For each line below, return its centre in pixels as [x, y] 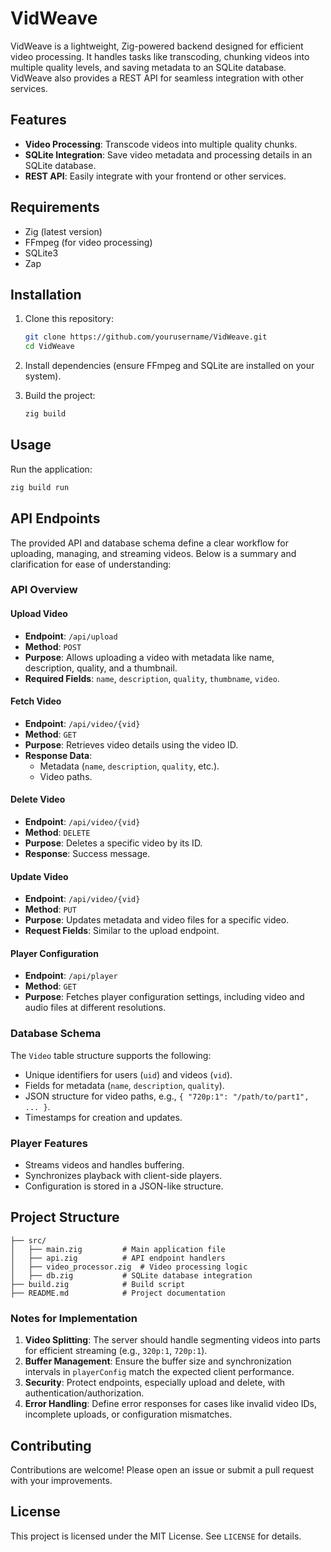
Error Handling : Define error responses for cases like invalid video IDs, [171, 1404]
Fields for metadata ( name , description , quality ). [124, 1085]
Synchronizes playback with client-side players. [123, 1176]
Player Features [49, 1143]
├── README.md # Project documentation [118, 1293]
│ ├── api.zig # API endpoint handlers [118, 1258]
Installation [46, 294]
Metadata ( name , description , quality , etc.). [129, 766]
